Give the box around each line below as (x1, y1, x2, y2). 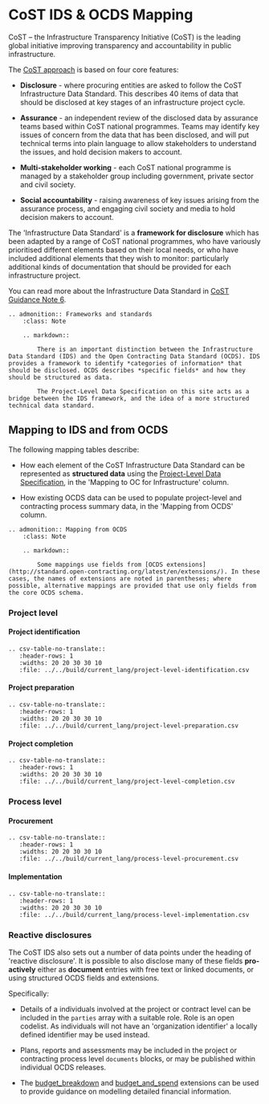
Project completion (8, 739, 74, 748)
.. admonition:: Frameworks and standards (8, 310, 153, 318)
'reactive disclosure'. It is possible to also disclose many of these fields (8, 955, 243, 965)
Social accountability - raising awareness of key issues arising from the (19, 195, 259, 205)
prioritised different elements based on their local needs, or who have (8, 245, 239, 255)
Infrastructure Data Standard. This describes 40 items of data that (19, 88, 238, 98)
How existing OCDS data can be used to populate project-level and (19, 492, 243, 503)
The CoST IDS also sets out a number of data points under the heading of (8, 947, 251, 957)
